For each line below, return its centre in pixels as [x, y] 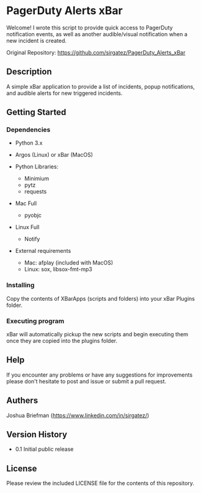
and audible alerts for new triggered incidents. [64, 93]
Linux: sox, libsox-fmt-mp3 [58, 269]
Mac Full [26, 203]
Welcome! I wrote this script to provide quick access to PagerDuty [90, 28]
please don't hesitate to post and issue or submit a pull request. [86, 381]
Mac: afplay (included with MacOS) [69, 263]
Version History [37, 435]
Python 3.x [29, 143]
